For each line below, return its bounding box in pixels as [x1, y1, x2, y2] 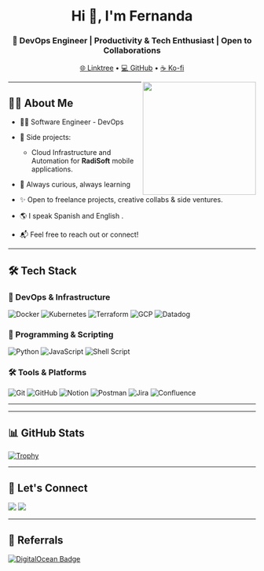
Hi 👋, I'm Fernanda [71, 7, 193, 25]
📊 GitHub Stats [8, 426, 85, 440]
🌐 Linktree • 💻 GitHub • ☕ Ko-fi [79, 63, 185, 73]
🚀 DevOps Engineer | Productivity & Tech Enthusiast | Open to [12, 35, 252, 46]
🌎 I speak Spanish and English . [19, 212, 124, 221]
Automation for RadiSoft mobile [31, 157, 134, 166]
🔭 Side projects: [19, 133, 71, 142]
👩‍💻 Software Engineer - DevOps [19, 117, 124, 127]
